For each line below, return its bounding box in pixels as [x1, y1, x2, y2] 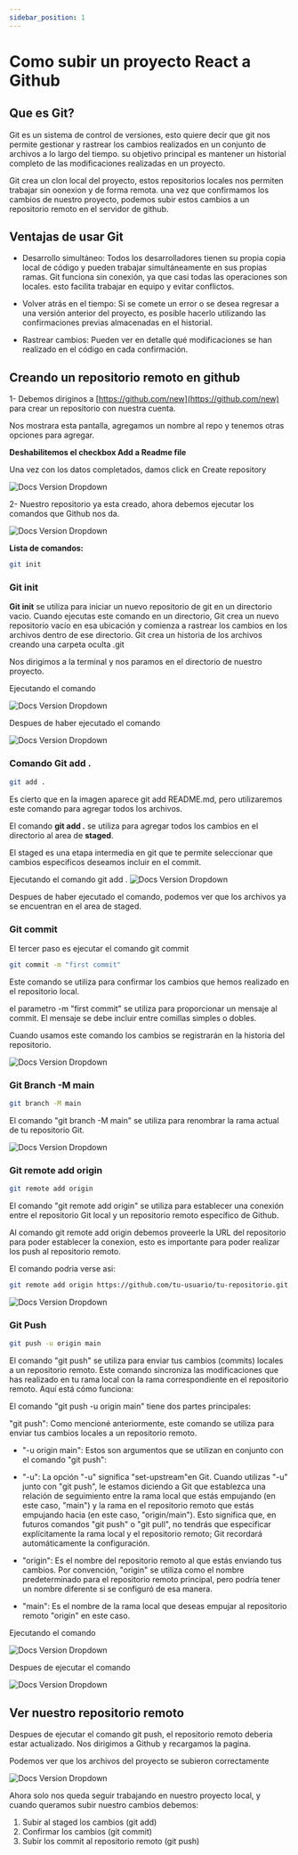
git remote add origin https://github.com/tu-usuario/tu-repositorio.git [9, 1280, 289, 1290]
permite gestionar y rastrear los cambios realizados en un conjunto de [9, 139, 267, 150]
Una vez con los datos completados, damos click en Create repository [9, 464, 267, 475]
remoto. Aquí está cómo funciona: [9, 1384, 134, 1394]
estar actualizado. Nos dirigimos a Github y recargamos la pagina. [9, 1738, 251, 1749]
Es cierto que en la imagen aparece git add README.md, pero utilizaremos [9, 794, 283, 805]
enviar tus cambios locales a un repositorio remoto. [9, 1427, 197, 1439]
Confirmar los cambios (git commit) [21, 1826, 153, 1836]
